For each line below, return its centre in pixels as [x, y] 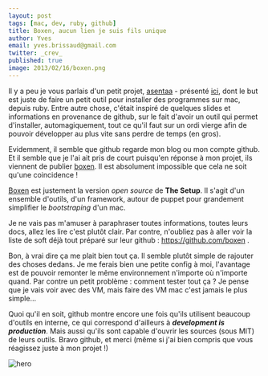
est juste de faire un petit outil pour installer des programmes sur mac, [124, 99]
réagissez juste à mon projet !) [59, 348]
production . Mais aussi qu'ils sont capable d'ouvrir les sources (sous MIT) [132, 331]
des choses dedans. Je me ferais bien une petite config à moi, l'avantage [129, 264]
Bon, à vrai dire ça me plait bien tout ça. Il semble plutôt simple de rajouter [131, 255]
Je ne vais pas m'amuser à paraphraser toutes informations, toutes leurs [128, 223]
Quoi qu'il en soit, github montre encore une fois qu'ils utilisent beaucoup [130, 313]
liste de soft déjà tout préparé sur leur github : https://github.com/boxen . [129, 240]
